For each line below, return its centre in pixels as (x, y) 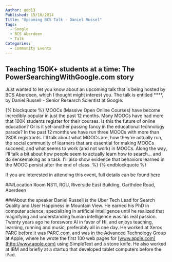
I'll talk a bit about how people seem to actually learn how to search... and (83, 154)
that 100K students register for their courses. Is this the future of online (80, 121)
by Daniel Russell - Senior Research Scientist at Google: (64, 100)
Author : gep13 (21, 10)
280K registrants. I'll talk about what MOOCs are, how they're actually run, (84, 138)
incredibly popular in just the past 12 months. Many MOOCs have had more (84, 116)
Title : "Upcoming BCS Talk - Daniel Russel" (54, 20)
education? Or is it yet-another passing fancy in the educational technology (85, 127)
